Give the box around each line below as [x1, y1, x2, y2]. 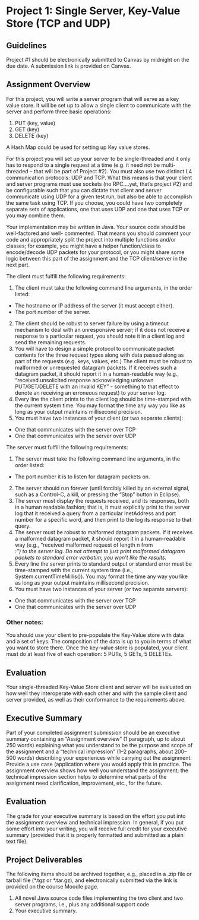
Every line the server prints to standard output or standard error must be [14, 560, 192, 567]
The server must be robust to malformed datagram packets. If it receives [14, 528, 193, 535]
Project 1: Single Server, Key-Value [6, 4, 181, 18]
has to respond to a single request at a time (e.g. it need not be [6, 161, 160, 169]
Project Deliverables [6, 855, 83, 865]
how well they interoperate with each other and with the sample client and [6, 690, 187, 697]
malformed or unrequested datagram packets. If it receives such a [14, 364, 177, 371]
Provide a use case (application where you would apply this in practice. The [6, 760, 192, 767]
